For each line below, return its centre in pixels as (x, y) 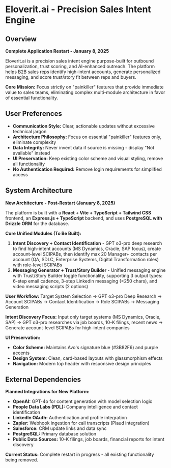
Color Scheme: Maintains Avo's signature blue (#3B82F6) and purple (85, 347)
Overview (21, 39)
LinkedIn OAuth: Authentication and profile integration (70, 418)
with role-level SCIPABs (37, 265)
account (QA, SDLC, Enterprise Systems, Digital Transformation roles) (86, 259)
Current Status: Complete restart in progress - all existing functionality (80, 455)
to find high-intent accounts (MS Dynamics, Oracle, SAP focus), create (87, 248)
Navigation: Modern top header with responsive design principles (82, 363)
